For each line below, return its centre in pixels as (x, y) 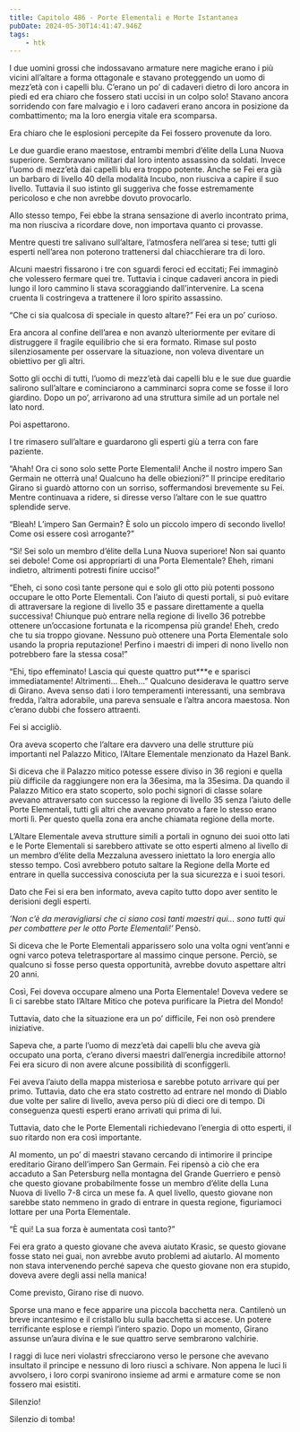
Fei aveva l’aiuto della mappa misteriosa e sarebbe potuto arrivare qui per (145, 1082)
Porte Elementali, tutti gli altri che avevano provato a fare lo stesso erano (143, 810)
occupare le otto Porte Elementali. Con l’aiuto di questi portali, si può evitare (149, 597)
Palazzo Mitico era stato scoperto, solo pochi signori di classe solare (136, 791)
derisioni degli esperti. (51, 901)
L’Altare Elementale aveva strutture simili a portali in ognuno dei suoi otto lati (150, 837)
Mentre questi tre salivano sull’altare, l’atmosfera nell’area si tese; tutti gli (143, 242)
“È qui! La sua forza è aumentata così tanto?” (92, 1229)
